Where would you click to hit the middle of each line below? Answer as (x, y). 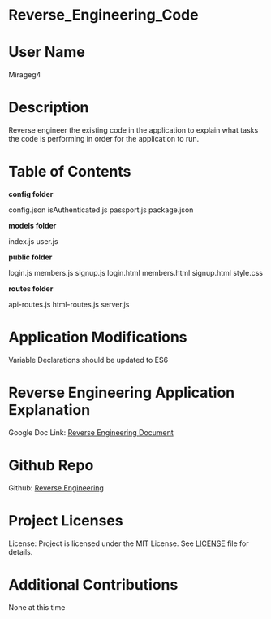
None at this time (37, 607)
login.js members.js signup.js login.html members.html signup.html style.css (136, 273)
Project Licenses (66, 521)
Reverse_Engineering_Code (103, 15)
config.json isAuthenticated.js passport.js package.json (101, 210)
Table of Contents (70, 172)
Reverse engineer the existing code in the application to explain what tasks (133, 130)
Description (49, 108)
